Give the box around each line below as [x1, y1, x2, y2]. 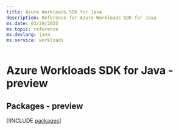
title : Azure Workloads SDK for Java [6, 9, 102, 15]
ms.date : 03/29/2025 [6, 20, 59, 26]
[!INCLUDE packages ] [6, 117, 61, 124]
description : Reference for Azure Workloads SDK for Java [6, 15, 156, 21]
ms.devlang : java [6, 32, 51, 38]
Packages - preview [6, 101, 83, 111]
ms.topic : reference [6, 26, 59, 32]
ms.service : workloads [6, 37, 64, 43]
